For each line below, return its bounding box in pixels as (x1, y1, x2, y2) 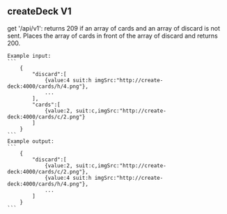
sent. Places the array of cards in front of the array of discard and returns (7, 31, 218, 40)
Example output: (7, 137, 54, 145)
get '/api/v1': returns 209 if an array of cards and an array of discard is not (7, 24, 221, 32)
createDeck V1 (7, 6, 72, 17)
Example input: (7, 52, 52, 59)
